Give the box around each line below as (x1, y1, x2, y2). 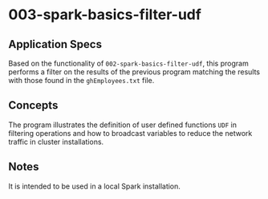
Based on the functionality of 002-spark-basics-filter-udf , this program (8, 58, 249, 68)
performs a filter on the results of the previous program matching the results (8, 67, 261, 77)
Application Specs (8, 38, 103, 51)
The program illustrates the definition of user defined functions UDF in (8, 120, 237, 129)
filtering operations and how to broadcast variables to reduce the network (8, 128, 253, 137)
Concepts (8, 98, 59, 113)
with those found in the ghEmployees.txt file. (8, 76, 155, 85)
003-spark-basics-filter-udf (8, 6, 202, 24)
